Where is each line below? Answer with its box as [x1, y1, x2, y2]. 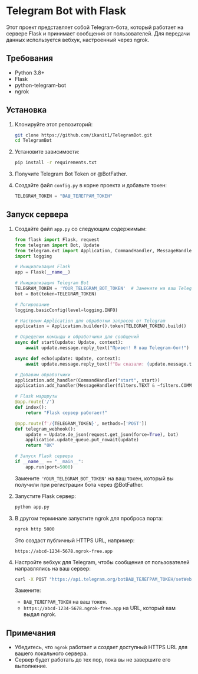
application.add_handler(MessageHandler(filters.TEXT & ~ [14, 383, 160, 389]
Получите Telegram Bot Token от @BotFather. [14, 170, 128, 178]
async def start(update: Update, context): [14, 340, 124, 346]
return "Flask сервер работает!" [25, 409, 108, 416]
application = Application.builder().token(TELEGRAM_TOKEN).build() [14, 323, 187, 329]
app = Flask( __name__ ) [14, 269, 71, 275]
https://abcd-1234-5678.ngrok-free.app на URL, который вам [23, 604, 176, 612]
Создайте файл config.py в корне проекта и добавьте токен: [14, 182, 167, 189]
